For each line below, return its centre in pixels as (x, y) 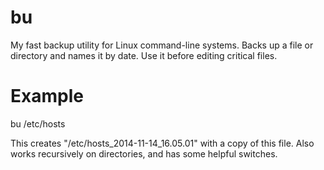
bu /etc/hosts (38, 123)
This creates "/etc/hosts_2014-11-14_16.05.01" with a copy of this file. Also (162, 143)
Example (47, 96)
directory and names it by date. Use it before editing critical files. (144, 55)
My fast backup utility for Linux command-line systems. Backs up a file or (162, 45)
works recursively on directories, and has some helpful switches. (144, 153)
